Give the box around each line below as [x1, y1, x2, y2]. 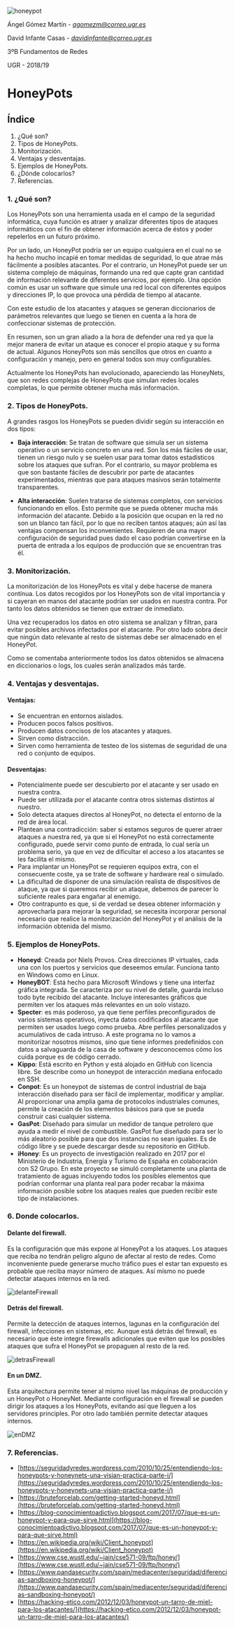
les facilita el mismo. [17, 855, 77, 864]
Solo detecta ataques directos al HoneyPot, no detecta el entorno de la [17, 810, 222, 819]
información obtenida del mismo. [17, 922, 113, 930]
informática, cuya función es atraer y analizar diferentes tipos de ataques [7, 217, 218, 226]
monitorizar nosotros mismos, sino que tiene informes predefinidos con [17, 1038, 224, 1046]
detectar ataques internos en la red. [7, 1274, 111, 1282]
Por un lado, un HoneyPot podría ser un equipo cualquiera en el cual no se [7, 246, 222, 255]
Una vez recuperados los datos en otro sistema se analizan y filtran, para [7, 618, 218, 626]
